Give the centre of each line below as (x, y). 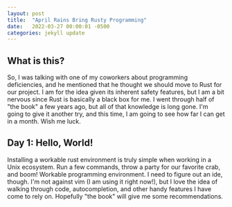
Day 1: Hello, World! (50, 143)
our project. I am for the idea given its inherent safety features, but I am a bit (116, 92)
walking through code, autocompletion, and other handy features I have (109, 189)
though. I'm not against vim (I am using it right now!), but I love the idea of (113, 181)
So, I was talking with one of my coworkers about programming (98, 77)
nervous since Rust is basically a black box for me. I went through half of (111, 99)
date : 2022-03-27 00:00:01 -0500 (59, 26)
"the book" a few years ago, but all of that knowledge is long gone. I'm (108, 107)
